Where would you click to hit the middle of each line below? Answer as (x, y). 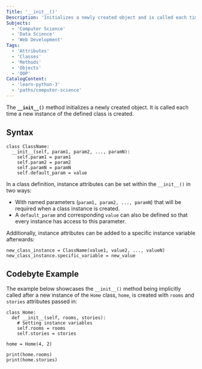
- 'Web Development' (37, 40)
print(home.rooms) (29, 355)
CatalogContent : (26, 79)
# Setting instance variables (55, 323)
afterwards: (20, 239)
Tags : (13, 46)
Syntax (20, 133)
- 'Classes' (27, 57)
